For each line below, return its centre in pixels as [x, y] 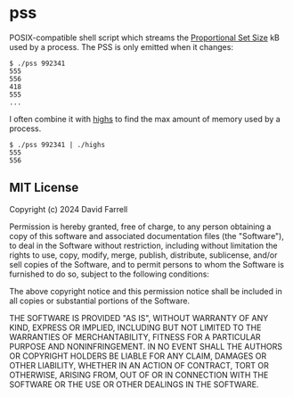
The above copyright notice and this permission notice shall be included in [146, 291]
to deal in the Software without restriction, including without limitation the [143, 245]
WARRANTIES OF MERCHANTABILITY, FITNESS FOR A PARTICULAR [135, 336]
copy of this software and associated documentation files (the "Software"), [147, 236]
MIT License [44, 188]
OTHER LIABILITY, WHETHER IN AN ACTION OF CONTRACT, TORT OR [139, 365]
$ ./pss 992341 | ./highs [57, 145]
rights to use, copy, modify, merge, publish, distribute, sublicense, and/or [143, 255]
